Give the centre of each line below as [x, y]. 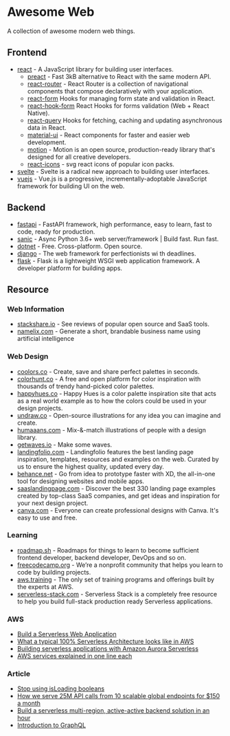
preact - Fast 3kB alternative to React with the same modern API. [119, 76]
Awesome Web [51, 12]
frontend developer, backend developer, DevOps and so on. [102, 557]
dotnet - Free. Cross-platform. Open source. [80, 246]
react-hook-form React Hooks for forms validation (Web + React [118, 105]
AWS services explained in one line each [74, 656]
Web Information [36, 309]
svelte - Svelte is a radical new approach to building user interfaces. [113, 171]
